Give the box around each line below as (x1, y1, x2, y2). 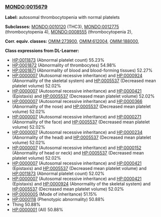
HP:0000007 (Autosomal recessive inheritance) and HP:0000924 (12, 73, 143, 79)
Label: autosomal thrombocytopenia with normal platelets (5, 15, 120, 20)
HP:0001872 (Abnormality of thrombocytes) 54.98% (12, 62, 117, 68)
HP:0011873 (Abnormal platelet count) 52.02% (12, 171, 105, 177)
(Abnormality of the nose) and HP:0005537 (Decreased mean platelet (12, 103, 151, 110)
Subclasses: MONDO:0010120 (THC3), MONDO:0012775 (5, 24, 119, 30)
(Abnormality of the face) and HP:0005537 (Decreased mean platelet (12, 119, 150, 125)
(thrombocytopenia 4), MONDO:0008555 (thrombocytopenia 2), (5, 29, 133, 35)
